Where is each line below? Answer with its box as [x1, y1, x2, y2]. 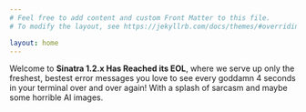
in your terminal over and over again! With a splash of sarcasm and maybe [9, 83, 289, 94]
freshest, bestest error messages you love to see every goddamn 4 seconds [9, 73, 296, 84]
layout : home [9, 38, 59, 47]
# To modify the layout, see [9, 22, 120, 31]
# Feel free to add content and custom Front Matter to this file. [9, 13, 271, 23]
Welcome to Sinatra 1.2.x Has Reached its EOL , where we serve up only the [9, 63, 295, 74]
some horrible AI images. [9, 92, 104, 103]
